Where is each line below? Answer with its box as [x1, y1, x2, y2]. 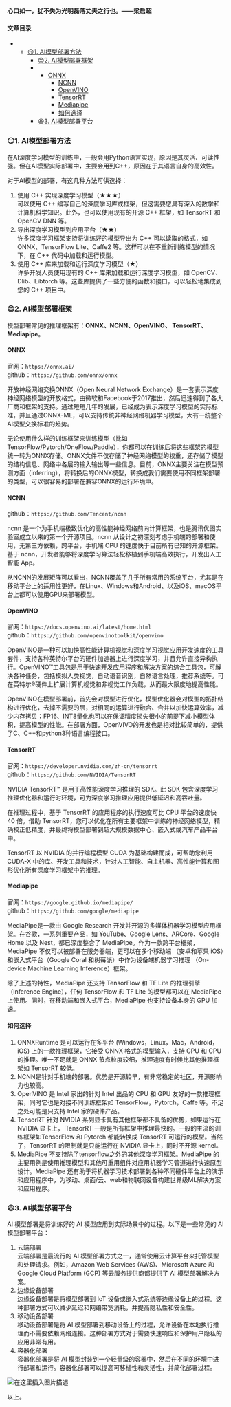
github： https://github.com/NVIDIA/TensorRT [7, 770, 136, 778]
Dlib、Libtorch [16, 276, 58, 285]
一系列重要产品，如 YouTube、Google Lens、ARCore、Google [43, 930, 220, 938]
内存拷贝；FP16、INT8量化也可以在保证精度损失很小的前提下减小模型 [12, 712, 210, 721]
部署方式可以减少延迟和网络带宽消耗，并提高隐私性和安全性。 [23, 1303, 198, 1312]
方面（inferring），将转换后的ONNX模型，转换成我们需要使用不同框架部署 [12, 469, 221, 477]
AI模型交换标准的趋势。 [7, 419, 74, 428]
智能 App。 [7, 558, 39, 567]
